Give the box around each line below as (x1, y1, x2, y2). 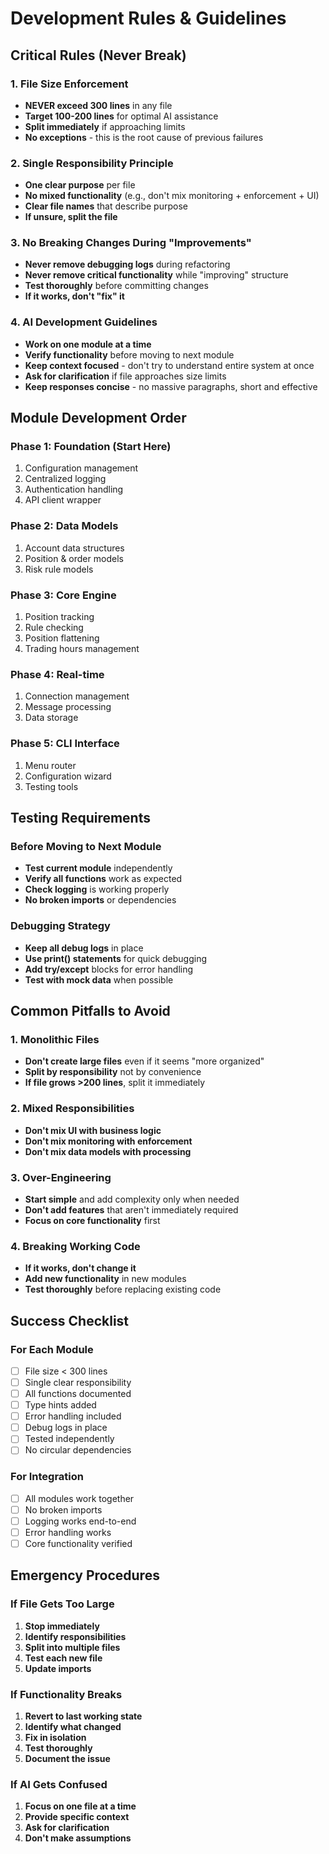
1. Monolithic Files (10, 1032, 100, 1046)
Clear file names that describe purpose (24, 200, 188, 212)
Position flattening (24, 632, 100, 644)
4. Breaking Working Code (10, 1239, 141, 1253)
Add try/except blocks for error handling (24, 963, 194, 975)
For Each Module (10, 1342, 94, 1356)
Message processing (24, 701, 112, 713)
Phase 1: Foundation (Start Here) (10, 440, 172, 454)
